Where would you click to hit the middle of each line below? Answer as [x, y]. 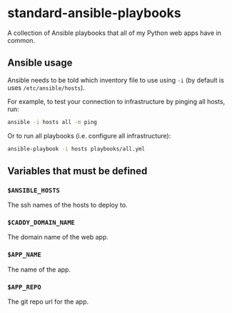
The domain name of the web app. [58, 237]
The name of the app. [39, 270]
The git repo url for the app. [48, 302]
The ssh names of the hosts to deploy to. [67, 205]
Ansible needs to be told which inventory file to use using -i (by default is [116, 80]
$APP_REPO [24, 287]
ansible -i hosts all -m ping [52, 122]
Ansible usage [40, 63]
